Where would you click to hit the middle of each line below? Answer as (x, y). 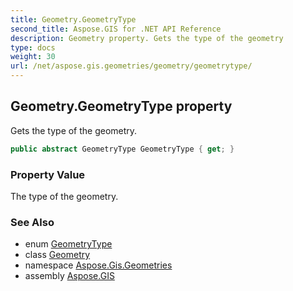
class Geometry (57, 255)
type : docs (33, 47)
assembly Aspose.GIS (69, 276)
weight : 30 (33, 57)
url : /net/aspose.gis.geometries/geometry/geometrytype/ (131, 66)
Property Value (48, 174)
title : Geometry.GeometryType (73, 19)
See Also (32, 222)
